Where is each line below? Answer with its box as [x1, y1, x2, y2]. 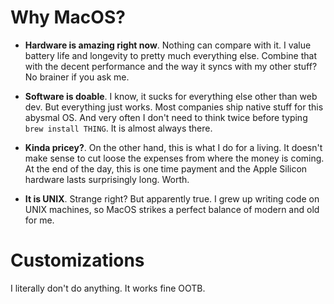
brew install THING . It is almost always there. [24, 122, 213, 134]
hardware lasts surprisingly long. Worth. [24, 173, 190, 185]
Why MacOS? [10, 6, 126, 29]
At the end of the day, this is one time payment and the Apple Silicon [24, 162, 308, 175]
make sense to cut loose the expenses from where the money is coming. [24, 152, 325, 164]
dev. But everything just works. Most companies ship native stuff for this [24, 101, 324, 113]
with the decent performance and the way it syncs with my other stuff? [24, 60, 318, 72]
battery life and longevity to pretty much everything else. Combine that [24, 49, 317, 61]
